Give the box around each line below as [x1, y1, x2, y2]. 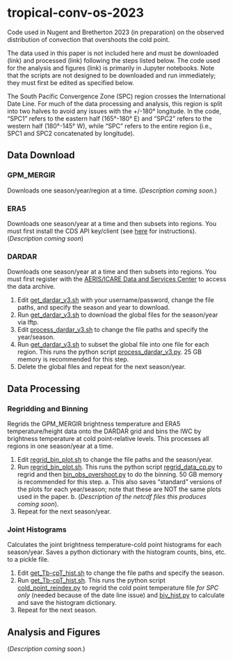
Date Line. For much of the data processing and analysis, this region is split [7, 99, 223, 107]
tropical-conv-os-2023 [7, 5, 145, 21]
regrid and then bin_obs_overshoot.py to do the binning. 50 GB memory [17, 470, 223, 479]
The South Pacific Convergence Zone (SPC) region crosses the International [7, 92, 226, 100]
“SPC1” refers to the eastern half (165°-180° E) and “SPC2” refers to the [7, 114, 212, 123]
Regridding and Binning [7, 403, 88, 413]
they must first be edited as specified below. [7, 78, 134, 87]
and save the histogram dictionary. [17, 599, 117, 607]
